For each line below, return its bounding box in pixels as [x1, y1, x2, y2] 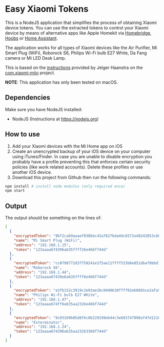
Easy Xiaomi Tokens [5, 3, 89, 15]
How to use [5, 130, 40, 139]
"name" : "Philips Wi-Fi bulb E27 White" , [14, 293, 99, 298]
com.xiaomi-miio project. [5, 69, 55, 75]
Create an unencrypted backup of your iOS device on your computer [12, 148, 151, 154]
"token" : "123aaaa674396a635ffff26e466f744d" [14, 247, 108, 252]
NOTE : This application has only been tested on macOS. [5, 79, 118, 85]
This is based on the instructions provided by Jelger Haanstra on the [5, 65, 143, 70]
